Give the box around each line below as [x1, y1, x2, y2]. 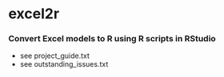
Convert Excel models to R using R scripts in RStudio [8, 33, 216, 44]
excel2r [8, 5, 60, 23]
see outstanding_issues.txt [19, 60, 109, 69]
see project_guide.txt [19, 51, 90, 60]
